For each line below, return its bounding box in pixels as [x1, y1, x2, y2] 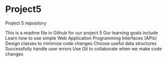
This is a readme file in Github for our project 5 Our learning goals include [5, 29, 158, 35]
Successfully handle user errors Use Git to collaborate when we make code [5, 45, 162, 51]
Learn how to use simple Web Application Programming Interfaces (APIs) [5, 35, 157, 41]
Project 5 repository [5, 20, 46, 26]
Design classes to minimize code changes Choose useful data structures [5, 40, 157, 46]
